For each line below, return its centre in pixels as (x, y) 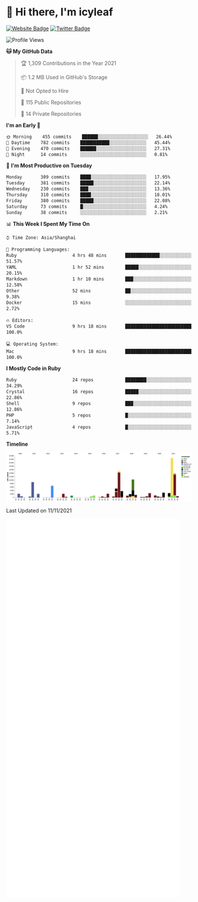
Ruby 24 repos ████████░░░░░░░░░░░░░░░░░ (99, 380)
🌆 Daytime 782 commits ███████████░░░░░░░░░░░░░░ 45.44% (88, 142)
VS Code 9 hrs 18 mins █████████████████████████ (99, 326)
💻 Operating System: (33, 344)
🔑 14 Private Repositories (51, 113)
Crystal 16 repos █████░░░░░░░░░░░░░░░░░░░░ (99, 392)
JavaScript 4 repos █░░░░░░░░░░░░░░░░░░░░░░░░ (99, 427)
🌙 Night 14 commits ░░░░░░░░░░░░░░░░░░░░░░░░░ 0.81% (87, 154)
